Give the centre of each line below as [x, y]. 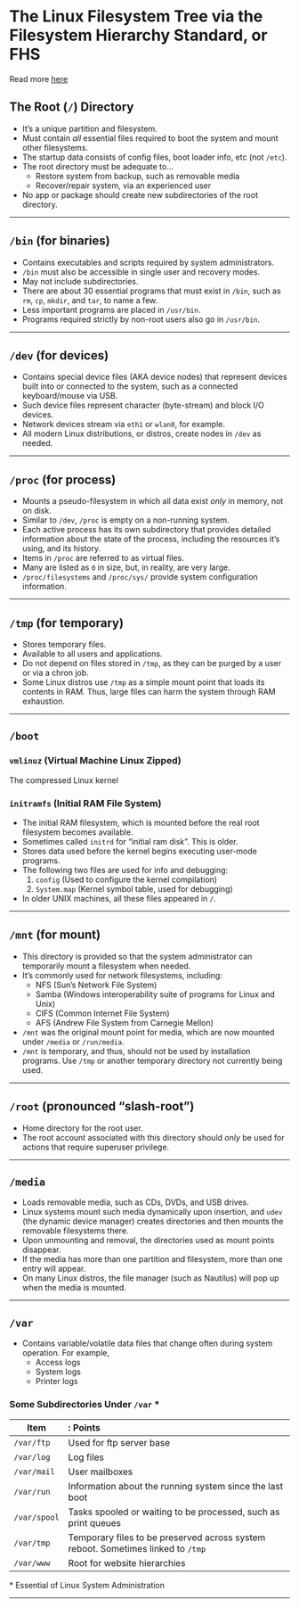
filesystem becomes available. [77, 832]
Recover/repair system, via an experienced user [123, 186]
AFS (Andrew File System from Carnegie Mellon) [124, 1022]
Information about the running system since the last [175, 1486]
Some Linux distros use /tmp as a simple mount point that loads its [143, 682]
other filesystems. [55, 147]
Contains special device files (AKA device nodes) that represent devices [154, 377]
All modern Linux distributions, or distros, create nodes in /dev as [141, 433]
